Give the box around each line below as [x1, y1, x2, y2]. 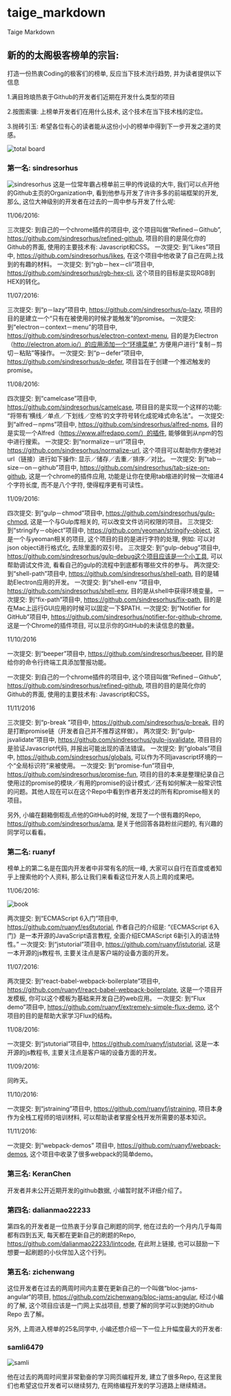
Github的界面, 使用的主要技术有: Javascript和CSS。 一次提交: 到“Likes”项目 [7, 243, 221, 251]
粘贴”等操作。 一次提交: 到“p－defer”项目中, [19, 349, 144, 357]
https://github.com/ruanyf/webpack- [117, 1141, 221, 1150]
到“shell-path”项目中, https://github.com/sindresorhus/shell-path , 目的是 [7, 570, 214, 578]
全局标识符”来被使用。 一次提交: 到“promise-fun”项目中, [16, 761, 174, 770]
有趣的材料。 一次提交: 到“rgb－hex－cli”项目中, [19, 260, 155, 269]
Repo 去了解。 [7, 1310, 48, 1318]
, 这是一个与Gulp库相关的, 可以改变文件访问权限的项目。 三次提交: [26, 518, 214, 526]
